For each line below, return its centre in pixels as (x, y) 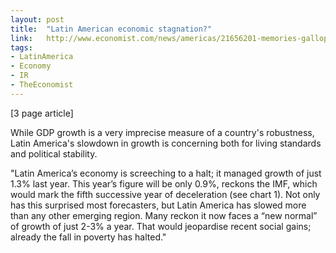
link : (21, 38)
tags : (21, 47)
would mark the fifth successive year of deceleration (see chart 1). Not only (165, 194)
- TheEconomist (42, 85)
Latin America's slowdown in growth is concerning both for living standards (166, 143)
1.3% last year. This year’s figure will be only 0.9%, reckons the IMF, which (164, 183)
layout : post (37, 19)
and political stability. (54, 153)
